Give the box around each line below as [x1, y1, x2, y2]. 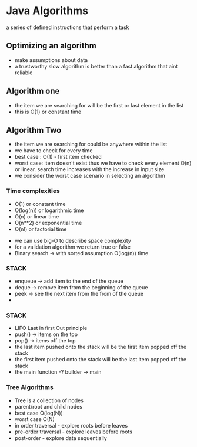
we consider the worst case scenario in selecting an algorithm [14, 172, 166, 180]
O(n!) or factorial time [14, 226, 67, 233]
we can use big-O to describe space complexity [14, 237, 131, 244]
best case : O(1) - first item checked [14, 154, 102, 161]
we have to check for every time [14, 147, 93, 154]
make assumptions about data [14, 56, 88, 63]
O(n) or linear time [14, 213, 59, 220]
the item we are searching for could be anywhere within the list [14, 141, 168, 148]
